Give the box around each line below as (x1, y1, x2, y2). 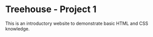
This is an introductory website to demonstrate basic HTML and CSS (5, 20, 148, 26)
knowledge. (5, 25, 30, 31)
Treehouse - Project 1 (5, 4, 97, 15)
